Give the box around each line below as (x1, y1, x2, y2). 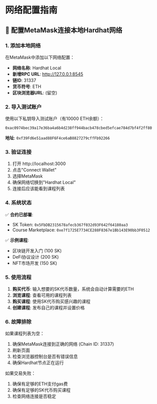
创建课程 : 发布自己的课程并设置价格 (12, 304, 85, 311)
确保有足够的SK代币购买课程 (12, 387, 71, 393)
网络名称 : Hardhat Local (12, 65, 61, 71)
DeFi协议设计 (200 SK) (12, 254, 59, 260)
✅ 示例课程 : (5, 237, 29, 243)
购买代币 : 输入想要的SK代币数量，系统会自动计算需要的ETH (12, 286, 134, 292)
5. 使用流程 (5, 274, 32, 281)
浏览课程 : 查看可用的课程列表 (12, 292, 72, 299)
